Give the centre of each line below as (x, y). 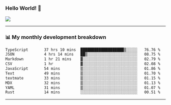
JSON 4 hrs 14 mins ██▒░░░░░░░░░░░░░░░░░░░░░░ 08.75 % (83, 55)
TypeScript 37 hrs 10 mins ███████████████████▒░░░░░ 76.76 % (83, 50)
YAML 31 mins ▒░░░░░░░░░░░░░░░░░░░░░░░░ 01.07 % (83, 88)
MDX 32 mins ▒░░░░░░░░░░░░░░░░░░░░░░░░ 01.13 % (83, 83)
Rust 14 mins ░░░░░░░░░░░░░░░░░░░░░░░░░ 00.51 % (83, 92)
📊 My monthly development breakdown (56, 37)
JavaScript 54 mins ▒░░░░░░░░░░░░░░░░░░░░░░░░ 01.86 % (83, 69)
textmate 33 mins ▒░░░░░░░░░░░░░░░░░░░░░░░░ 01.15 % (83, 78)
